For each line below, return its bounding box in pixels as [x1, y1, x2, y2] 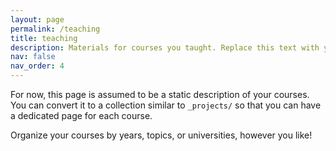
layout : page [10, 14, 65, 25]
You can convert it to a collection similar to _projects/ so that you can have [10, 99, 322, 111]
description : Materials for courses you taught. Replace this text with [10, 42, 320, 53]
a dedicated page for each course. [10, 110, 153, 121]
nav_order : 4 [10, 61, 65, 71]
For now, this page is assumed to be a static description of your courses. [10, 89, 310, 100]
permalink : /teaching [10, 24, 101, 34]
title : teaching [10, 33, 78, 43]
